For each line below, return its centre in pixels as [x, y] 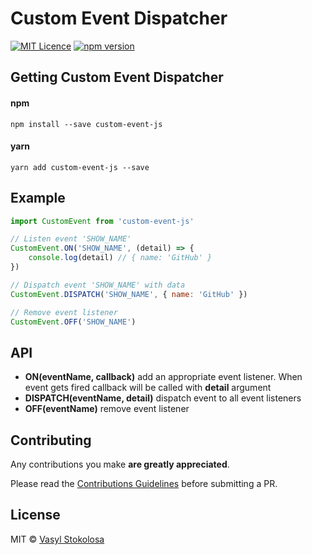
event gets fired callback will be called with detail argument [148, 388]
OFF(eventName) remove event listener [107, 409]
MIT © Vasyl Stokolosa [57, 539]
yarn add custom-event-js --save [80, 167]
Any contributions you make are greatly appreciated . [120, 464]
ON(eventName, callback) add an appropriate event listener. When [163, 377]
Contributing [51, 440]
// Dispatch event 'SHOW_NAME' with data [98, 285]
